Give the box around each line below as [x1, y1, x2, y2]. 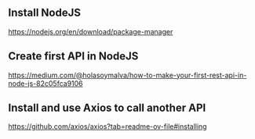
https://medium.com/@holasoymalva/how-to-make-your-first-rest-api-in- [8, 70, 247, 80]
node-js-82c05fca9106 [8, 78, 84, 88]
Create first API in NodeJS [8, 50, 139, 63]
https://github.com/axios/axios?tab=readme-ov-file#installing [8, 122, 207, 131]
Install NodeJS [8, 6, 81, 20]
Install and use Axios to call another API [8, 102, 206, 115]
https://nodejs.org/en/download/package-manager [8, 27, 173, 36]
